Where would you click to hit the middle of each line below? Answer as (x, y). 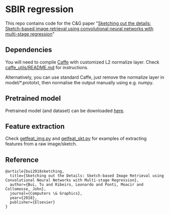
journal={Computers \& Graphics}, (46, 194)
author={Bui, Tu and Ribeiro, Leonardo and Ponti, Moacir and (77, 185)
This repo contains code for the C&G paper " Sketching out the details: (78, 23)
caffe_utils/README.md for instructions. (47, 67)
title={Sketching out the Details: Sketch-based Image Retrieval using (87, 176)
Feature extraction (35, 126)
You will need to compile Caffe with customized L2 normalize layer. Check (82, 62)
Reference (22, 160)
